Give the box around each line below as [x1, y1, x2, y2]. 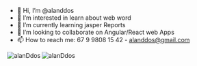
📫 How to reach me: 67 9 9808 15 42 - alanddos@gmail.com [16, 36, 190, 44]
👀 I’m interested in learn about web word [16, 14, 131, 22]
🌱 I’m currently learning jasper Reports [16, 21, 126, 29]
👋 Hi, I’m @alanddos [16, 7, 74, 14]
